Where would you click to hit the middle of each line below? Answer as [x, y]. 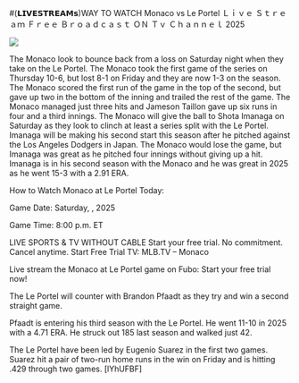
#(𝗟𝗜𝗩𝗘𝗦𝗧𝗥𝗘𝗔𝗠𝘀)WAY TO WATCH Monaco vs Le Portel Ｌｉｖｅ [132, 13]
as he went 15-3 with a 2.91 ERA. [69, 173]
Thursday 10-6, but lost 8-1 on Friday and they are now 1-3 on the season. [145, 78]
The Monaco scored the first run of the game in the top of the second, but [145, 87]
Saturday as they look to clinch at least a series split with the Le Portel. [139, 125]
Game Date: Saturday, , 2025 [62, 208]
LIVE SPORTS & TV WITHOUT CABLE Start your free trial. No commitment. [146, 243]
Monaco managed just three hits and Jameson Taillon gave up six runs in [143, 106]
